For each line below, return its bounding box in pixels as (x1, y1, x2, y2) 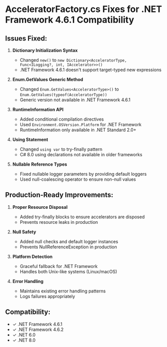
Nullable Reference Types (12, 161, 67, 167)
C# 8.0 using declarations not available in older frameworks (19, 152, 143, 157)
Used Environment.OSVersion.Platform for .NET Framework (19, 122, 142, 127)
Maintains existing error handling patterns (19, 288, 106, 294)
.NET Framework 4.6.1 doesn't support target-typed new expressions (19, 67, 162, 73)
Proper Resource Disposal (12, 204, 68, 210)
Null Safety (12, 229, 36, 235)
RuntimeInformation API (12, 107, 64, 112)
